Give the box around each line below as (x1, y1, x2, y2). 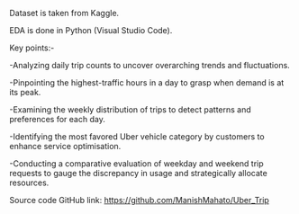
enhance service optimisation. (9, 141, 122, 151)
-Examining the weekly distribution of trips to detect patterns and (9, 104, 252, 115)
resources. (9, 177, 50, 188)
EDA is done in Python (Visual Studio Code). (9, 25, 173, 35)
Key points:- (9, 42, 55, 53)
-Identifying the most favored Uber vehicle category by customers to (9, 131, 265, 142)
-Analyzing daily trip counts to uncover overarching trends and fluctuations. (9, 60, 290, 70)
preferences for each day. (9, 114, 105, 124)
